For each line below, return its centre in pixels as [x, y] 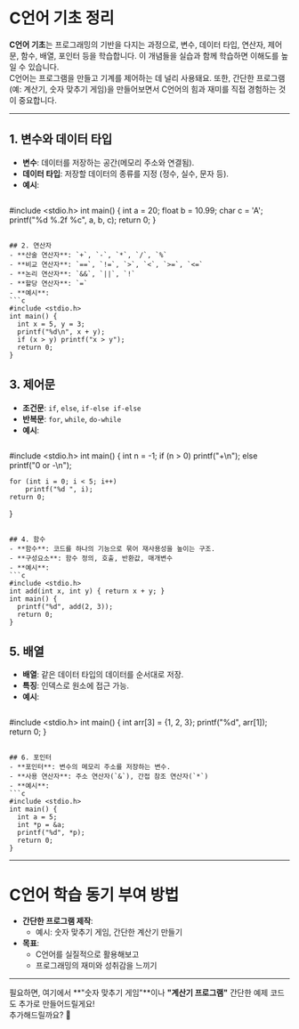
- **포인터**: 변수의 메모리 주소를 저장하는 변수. [90, 767]
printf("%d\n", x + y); [61, 332]
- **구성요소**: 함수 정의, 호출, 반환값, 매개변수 [91, 558]
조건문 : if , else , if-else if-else [81, 408]
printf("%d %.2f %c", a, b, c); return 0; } [83, 220]
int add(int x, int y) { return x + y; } [87, 591]
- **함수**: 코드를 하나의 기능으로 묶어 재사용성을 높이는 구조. [112, 548]
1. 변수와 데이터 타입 [61, 139]
